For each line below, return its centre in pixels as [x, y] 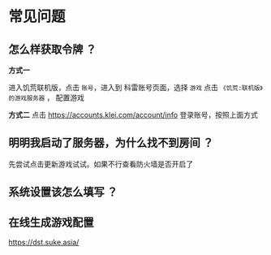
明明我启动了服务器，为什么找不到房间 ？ [111, 143]
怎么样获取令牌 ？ [52, 49]
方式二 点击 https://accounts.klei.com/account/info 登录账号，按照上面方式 [133, 115]
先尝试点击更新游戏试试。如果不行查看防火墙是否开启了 [101, 164]
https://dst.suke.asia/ [44, 242]
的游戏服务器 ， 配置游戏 [47, 97]
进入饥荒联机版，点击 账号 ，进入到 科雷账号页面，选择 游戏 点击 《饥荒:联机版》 [136, 87]
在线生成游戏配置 [51, 222]
